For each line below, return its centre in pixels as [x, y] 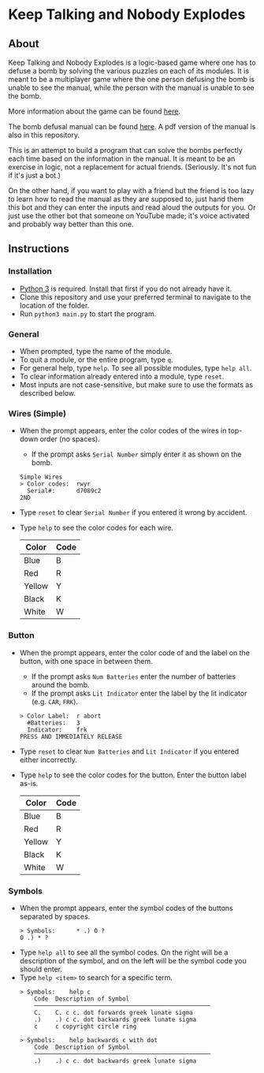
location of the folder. [54, 305]
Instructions [39, 249]
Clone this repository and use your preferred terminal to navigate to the [135, 296]
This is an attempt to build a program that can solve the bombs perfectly [125, 150]
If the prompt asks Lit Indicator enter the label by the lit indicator [139, 693]
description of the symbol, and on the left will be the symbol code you [133, 960]
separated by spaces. [55, 916]
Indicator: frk [57, 730]
